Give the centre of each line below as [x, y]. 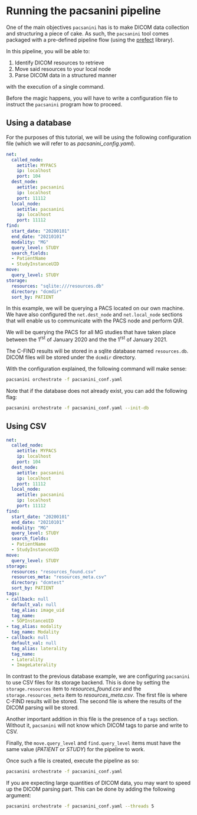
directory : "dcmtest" [38, 583]
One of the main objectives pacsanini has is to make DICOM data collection [98, 27]
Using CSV [27, 426]
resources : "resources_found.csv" [54, 572]
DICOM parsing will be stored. [43, 708]
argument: [19, 796]
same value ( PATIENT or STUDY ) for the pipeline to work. [76, 749]
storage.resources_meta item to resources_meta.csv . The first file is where [97, 695]
